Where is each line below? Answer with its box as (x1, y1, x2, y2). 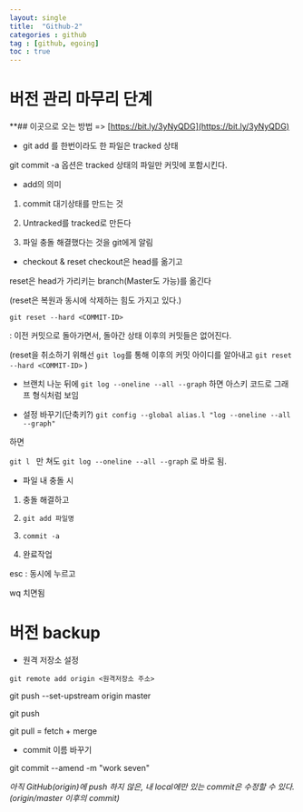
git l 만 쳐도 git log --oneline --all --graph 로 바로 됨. (9, 456, 227, 466)
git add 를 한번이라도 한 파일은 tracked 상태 (22, 140, 179, 151)
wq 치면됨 (9, 587, 45, 598)
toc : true (9, 47, 51, 56)
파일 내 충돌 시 (22, 475, 74, 486)
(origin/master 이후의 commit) (9, 793, 121, 803)
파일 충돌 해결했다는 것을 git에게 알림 (22, 237, 154, 248)
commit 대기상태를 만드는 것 (22, 198, 124, 209)
